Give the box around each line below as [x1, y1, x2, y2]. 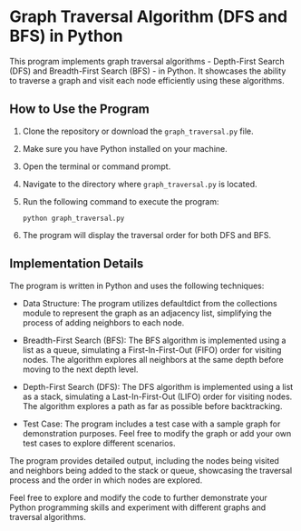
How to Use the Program [9, 102, 150, 117]
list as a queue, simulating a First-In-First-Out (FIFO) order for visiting [22, 344, 282, 356]
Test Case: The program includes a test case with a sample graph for [22, 418, 281, 429]
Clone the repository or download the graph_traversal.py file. [22, 125, 254, 136]
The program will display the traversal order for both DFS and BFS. [22, 229, 272, 240]
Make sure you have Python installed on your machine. [22, 143, 228, 154]
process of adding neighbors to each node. [22, 316, 185, 328]
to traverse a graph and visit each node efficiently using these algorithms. [9, 75, 285, 85]
